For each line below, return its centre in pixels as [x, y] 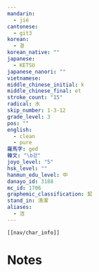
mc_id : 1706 [24, 188]
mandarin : [21, 14]
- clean [24, 136]
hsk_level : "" [27, 168]
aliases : [20, 207]
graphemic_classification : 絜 [50, 194]
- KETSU [24, 65]
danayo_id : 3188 [30, 181]
